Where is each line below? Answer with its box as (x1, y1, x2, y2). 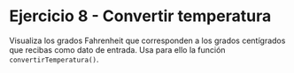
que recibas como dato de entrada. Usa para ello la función (9, 44, 226, 55)
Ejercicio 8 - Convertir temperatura (9, 6, 272, 26)
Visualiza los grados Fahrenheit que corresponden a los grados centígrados (9, 35, 286, 46)
